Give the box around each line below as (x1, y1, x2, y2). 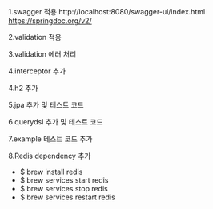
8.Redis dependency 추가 (8, 151, 91, 160)
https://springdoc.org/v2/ (8, 16, 92, 26)
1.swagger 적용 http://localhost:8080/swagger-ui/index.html (8, 7, 206, 16)
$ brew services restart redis (19, 192, 116, 202)
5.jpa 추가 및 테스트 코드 (8, 101, 84, 109)
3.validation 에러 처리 (8, 49, 77, 58)
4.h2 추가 (8, 83, 38, 93)
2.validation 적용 (8, 33, 62, 41)
